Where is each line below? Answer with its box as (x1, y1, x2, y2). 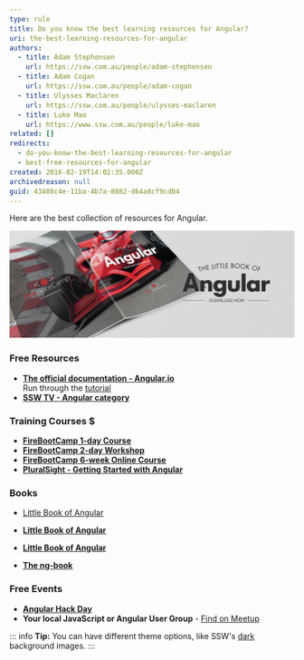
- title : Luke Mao (17, 110, 88, 120)
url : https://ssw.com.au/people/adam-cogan (25, 82, 193, 91)
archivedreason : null (9, 177, 91, 186)
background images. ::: (9, 640, 95, 651)
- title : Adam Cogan (17, 73, 95, 82)
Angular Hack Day (22, 603, 93, 614)
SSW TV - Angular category (22, 392, 130, 403)
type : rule (9, 15, 51, 24)
